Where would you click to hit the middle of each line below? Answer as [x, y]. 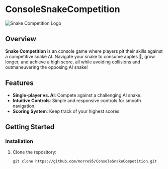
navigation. [24, 106]
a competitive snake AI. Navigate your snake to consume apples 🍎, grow [80, 56]
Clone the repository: [34, 152]
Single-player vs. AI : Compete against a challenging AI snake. [77, 95]
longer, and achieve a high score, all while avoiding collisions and [73, 62]
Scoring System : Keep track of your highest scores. [66, 111]
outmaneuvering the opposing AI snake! [47, 67]
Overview [21, 39]
